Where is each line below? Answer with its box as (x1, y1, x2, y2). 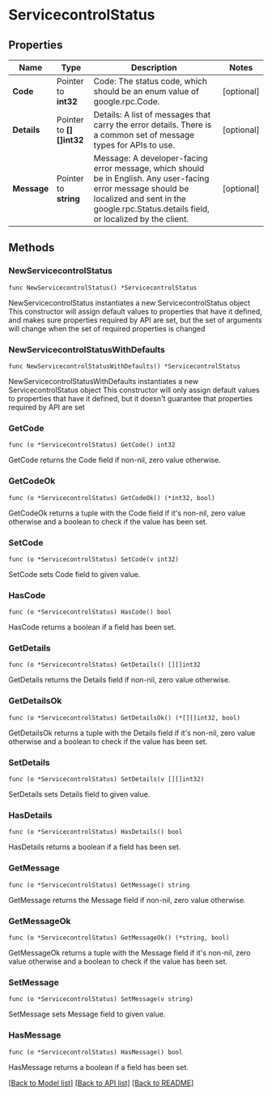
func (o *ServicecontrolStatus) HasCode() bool (8, 608, 172, 617)
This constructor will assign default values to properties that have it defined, (8, 306, 263, 316)
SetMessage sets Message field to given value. (8, 1009, 166, 1019)
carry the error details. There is (93, 119, 212, 130)
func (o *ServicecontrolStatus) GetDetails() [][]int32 (8, 661, 201, 669)
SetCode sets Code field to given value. (8, 569, 141, 579)
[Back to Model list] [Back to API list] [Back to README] (8, 1078, 194, 1088)
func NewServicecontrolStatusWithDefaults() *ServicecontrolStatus (8, 362, 241, 370)
